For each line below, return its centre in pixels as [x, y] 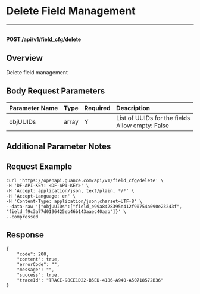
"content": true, [38, 259]
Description [133, 108]
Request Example [39, 167]
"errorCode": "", [38, 264]
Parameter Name [34, 108]
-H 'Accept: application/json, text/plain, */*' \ [70, 191]
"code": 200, [33, 254]
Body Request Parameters [56, 91]
